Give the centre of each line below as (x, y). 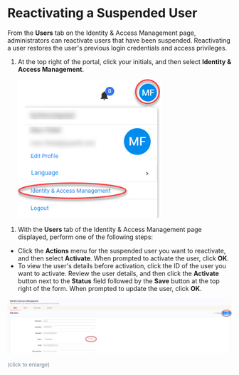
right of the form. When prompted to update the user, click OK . (110, 288)
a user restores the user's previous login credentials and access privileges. (117, 48)
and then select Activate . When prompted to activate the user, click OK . (123, 258)
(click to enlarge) (28, 365)
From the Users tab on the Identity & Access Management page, (102, 33)
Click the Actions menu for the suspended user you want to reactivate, (122, 250)
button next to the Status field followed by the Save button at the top (119, 281)
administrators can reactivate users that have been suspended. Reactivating (119, 40)
